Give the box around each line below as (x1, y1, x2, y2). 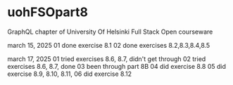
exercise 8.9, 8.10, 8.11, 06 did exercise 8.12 (7, 70, 132, 78)
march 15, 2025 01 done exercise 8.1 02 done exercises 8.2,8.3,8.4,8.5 (7, 41, 210, 49)
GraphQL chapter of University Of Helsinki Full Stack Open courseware (7, 27, 213, 36)
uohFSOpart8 (7, 4, 88, 20)
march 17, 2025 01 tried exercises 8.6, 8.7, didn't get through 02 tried (7, 54, 206, 63)
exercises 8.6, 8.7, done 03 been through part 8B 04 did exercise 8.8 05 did (7, 62, 227, 70)
